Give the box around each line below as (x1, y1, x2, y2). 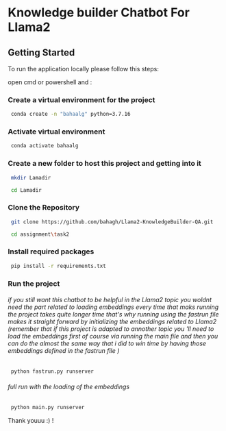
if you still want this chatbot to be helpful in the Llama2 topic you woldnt (8, 296, 212, 304)
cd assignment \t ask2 (10, 231, 70, 238)
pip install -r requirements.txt (10, 262, 107, 269)
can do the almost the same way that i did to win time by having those (8, 339, 207, 347)
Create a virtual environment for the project (8, 95, 155, 104)
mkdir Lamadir (10, 174, 51, 181)
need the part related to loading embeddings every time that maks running (8, 303, 219, 311)
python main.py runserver (10, 404, 85, 410)
